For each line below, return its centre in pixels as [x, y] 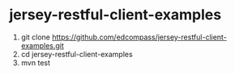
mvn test [36, 63]
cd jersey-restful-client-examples [77, 54]
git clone [36, 37]
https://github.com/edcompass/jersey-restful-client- [140, 37]
